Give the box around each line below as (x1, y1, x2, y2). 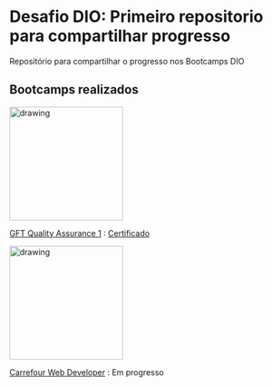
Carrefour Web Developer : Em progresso (9, 366, 165, 378)
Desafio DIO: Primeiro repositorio (9, 6, 264, 27)
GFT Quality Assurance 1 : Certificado (9, 227, 151, 238)
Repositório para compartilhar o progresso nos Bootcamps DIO (9, 55, 245, 66)
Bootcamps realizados (9, 82, 139, 97)
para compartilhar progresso (9, 25, 231, 46)
